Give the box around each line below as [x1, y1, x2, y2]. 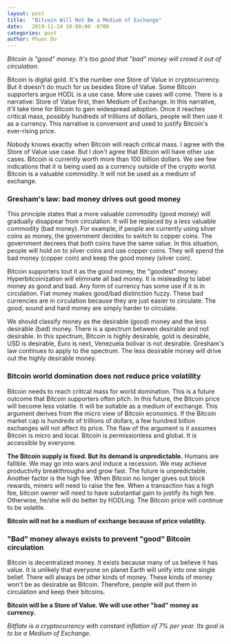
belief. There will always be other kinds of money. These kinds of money [7, 573, 213, 581]
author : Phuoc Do [7, 36, 57, 43]
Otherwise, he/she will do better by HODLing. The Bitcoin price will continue [7, 495, 223, 504]
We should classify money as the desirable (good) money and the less [7, 317, 207, 325]
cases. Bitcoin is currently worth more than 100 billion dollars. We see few [7, 155, 217, 163]
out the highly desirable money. [7, 354, 97, 363]
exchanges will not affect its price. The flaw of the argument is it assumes [7, 424, 217, 432]
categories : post [7, 29, 57, 37]
